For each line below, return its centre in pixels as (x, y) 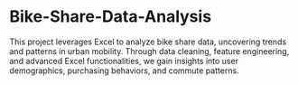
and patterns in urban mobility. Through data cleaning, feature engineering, (149, 51)
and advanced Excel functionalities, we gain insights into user (124, 61)
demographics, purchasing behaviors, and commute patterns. (124, 71)
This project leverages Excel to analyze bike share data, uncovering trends (148, 42)
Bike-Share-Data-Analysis (111, 17)
